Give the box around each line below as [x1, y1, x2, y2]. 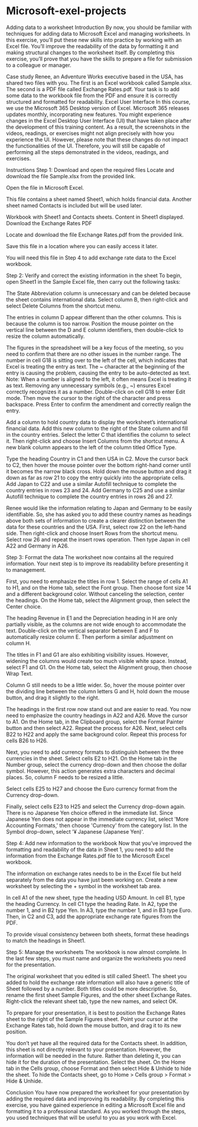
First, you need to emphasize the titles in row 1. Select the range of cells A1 [6, 578, 188, 585]
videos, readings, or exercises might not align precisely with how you [6, 129, 174, 137]
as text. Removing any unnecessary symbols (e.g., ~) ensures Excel [6, 382, 171, 389]
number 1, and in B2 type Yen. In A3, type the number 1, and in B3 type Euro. [6, 907, 192, 914]
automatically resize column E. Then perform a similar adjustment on [6, 633, 173, 641]
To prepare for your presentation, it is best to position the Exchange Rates [6, 1009, 186, 1016]
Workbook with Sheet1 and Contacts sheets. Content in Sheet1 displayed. [6, 213, 184, 220]
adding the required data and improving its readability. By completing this [6, 1095, 185, 1102]
